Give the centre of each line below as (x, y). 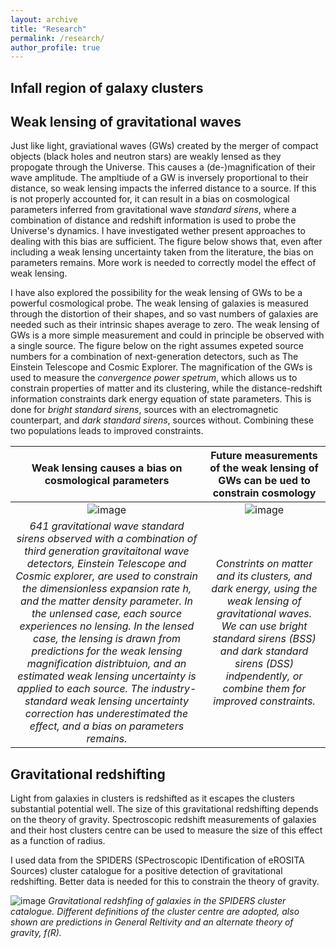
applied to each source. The (83, 689)
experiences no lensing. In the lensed (107, 626)
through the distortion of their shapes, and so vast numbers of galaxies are (164, 314)
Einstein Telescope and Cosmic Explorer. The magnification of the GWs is (161, 367)
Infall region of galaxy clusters (107, 87)
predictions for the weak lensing (107, 651)
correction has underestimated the (106, 714)
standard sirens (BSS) (264, 639)
